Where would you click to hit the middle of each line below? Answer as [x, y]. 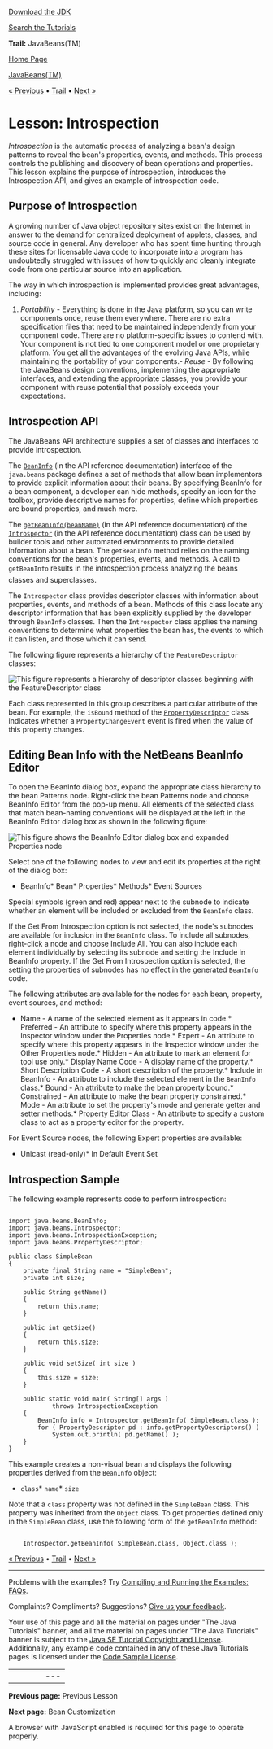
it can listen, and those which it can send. [78, 639]
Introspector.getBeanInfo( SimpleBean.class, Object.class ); [130, 1544]
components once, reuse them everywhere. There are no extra [125, 317]
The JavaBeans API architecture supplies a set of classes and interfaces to [134, 441]
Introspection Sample [64, 1179]
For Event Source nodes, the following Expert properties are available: [126, 1138]
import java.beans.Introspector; [65, 1228]
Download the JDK [40, 12]
